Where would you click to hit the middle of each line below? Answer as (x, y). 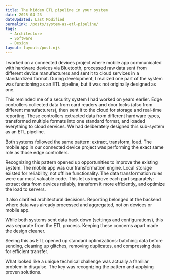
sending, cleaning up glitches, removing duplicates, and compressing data (83, 246)
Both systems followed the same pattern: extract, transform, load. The (79, 142)
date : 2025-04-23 (24, 15)
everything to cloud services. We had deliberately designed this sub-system (85, 126)
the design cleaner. (25, 231)
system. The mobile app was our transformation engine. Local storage (79, 167)
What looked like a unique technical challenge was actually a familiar (77, 261)
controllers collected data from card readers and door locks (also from (79, 104)
